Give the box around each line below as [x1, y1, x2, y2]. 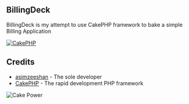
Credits [6, 57, 35, 68]
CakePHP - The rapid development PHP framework [15, 79, 144, 87]
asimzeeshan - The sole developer [15, 73, 102, 80]
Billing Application [6, 27, 52, 35]
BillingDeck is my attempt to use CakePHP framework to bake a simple [6, 21, 183, 28]
